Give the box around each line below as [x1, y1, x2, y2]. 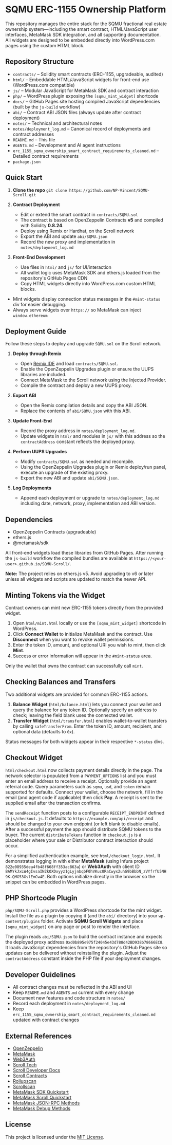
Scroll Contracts [12, 1073, 47, 1079]
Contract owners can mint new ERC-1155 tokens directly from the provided [5, 605, 163, 611]
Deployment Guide [5, 327, 67, 336]
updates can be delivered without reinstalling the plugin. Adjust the [5, 950, 147, 956]
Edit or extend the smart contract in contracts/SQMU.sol [20, 211, 139, 217]
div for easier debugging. [12, 301, 67, 307]
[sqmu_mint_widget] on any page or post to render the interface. [5, 924, 141, 930]
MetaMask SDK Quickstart [12, 1089, 69, 1095]
